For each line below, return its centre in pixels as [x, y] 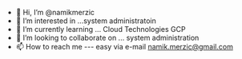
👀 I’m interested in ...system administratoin [86, 21]
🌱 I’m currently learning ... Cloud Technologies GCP [101, 29]
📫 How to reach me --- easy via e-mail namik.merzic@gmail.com [125, 47]
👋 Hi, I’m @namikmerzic [55, 12]
